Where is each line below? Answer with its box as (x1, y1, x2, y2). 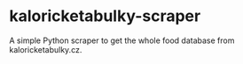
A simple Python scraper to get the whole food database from (9, 35, 235, 46)
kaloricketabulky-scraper (9, 6, 201, 26)
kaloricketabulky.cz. (9, 44, 82, 54)
